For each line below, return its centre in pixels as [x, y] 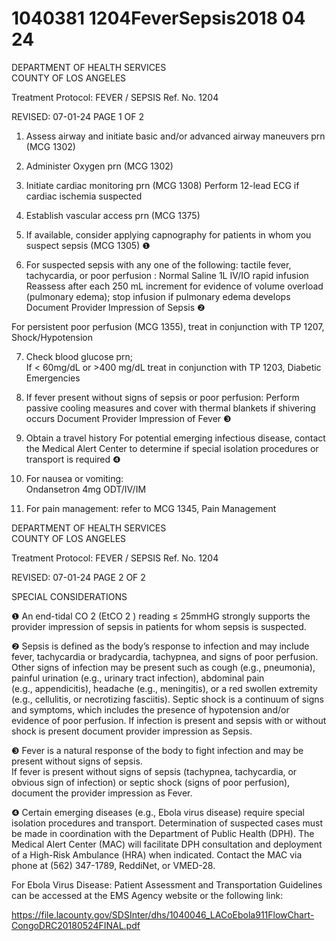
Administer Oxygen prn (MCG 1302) [99, 166]
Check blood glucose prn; [79, 356]
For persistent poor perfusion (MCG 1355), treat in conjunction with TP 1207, [168, 326]
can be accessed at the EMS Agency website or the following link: [147, 895]
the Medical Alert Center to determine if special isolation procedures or [172, 448]
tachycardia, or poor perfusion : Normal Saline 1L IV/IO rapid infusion [167, 275]
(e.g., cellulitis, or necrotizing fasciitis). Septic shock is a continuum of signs [167, 699]
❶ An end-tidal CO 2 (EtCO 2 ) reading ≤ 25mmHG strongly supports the [161, 616]
